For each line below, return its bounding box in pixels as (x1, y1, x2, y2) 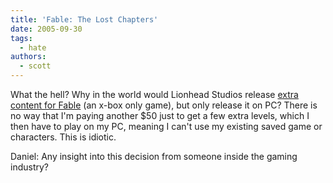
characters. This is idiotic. (10, 131, 117, 143)
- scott (19, 61, 52, 71)
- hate (19, 42, 47, 53)
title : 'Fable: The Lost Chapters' (10, 14, 159, 25)
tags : (10, 33, 33, 43)
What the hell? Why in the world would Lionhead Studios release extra (10, 89, 299, 100)
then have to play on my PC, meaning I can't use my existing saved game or (10, 121, 323, 132)
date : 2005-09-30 (10, 24, 83, 34)
